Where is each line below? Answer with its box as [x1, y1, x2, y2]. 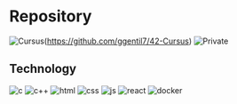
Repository [9, 6, 92, 27]
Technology [9, 61, 77, 76]
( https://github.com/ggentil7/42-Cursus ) [43, 36, 193, 46]
